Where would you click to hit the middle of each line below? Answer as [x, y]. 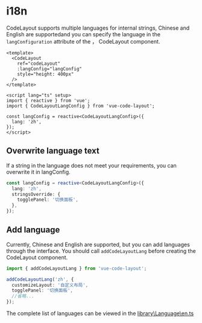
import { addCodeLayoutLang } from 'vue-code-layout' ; [77, 268]
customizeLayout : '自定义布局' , [50, 285]
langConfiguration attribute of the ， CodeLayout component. [83, 41]
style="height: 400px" [46, 74]
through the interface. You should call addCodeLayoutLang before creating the [101, 251]
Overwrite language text [53, 151]
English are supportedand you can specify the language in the [84, 34]
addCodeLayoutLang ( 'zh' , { [40, 279]
